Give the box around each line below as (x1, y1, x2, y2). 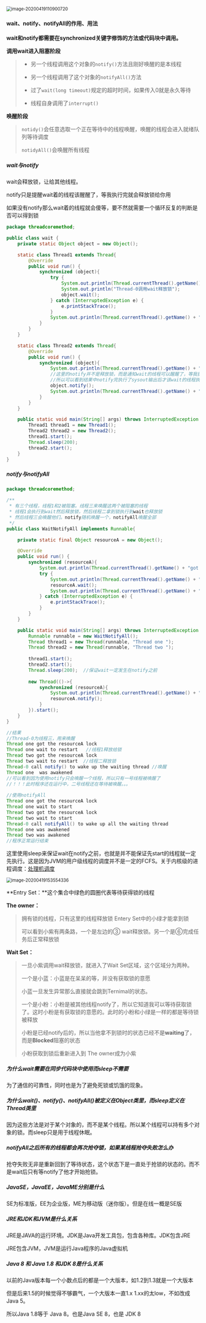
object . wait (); (61, 291, 100, 298)
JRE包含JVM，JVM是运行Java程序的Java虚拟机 (6, 1245, 128, 1252)
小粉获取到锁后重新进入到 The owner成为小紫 (21, 1050, 137, 1057)
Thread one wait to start (6, 804, 72, 810)
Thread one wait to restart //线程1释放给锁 (6, 747, 122, 753)
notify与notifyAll (6, 470, 50, 478)
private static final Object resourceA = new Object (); (17, 536, 164, 543)
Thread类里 (6, 1104, 37, 1111)
